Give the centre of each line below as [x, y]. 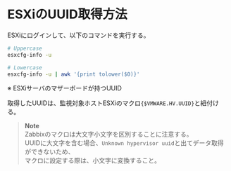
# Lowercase [25, 67]
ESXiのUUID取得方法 [68, 14]
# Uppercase [25, 48]
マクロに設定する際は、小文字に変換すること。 [92, 160]
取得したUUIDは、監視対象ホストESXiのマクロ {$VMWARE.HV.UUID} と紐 [107, 103]
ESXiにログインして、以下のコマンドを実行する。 [79, 35]
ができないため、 [49, 152]
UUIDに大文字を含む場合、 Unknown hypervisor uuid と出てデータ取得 [124, 143]
